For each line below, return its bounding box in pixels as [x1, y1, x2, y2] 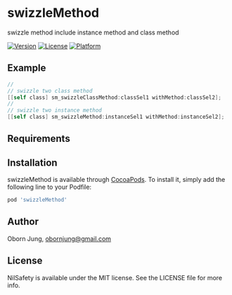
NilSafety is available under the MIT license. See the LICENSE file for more [7, 273, 223, 282]
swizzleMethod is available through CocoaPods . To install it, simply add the [7, 176, 226, 184]
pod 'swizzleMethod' [7, 197, 68, 204]
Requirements [7, 133, 70, 145]
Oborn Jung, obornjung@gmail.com [7, 234, 111, 243]
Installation [7, 157, 58, 169]
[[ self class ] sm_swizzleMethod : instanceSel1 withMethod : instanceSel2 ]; [7, 114, 225, 121]
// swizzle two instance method [7, 107, 102, 114]
